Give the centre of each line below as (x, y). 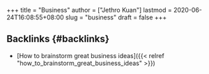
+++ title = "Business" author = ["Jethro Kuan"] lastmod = (89, 10)
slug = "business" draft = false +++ (116, 17)
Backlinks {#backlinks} (58, 39)
